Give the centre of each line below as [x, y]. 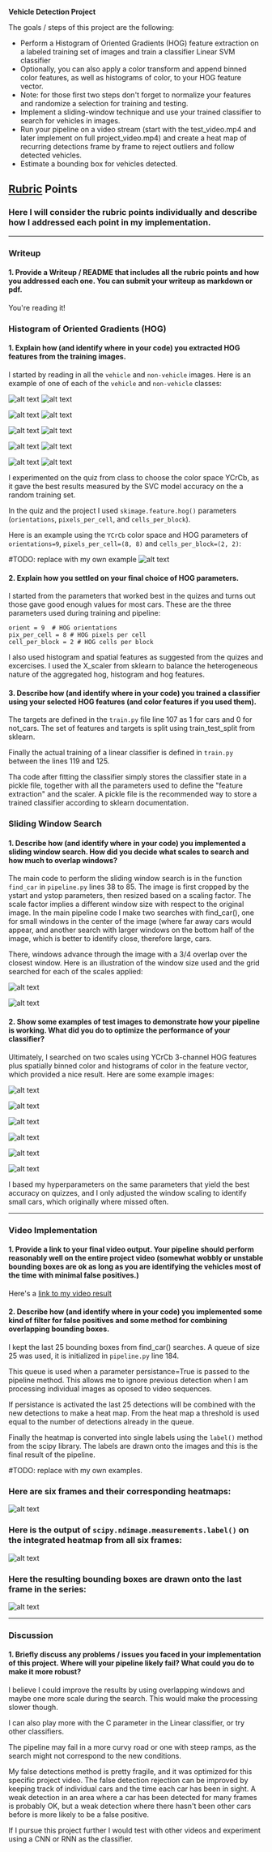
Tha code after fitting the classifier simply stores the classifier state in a [127, 777]
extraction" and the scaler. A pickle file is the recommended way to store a [133, 794]
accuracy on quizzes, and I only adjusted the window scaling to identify [127, 1192]
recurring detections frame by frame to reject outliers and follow [127, 146]
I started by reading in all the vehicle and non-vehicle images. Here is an [130, 374]
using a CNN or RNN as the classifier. [71, 1839]
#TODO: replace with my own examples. [76, 1470]
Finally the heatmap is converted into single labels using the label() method [136, 1437]
